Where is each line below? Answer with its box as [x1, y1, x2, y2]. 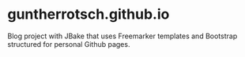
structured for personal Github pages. [7, 39, 130, 48]
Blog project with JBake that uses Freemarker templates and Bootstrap [7, 31, 238, 41]
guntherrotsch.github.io [7, 5, 170, 23]
